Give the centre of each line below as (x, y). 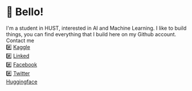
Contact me (20, 40)
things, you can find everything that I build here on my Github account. (91, 34)
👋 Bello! (25, 12)
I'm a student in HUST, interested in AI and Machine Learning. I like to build (96, 28)
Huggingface (22, 82)
